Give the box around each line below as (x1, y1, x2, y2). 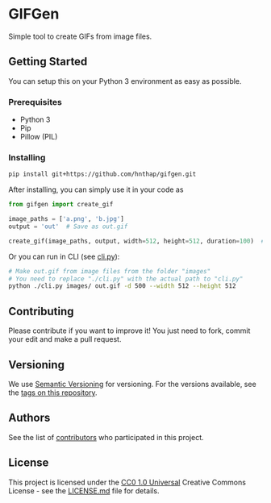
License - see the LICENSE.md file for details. (8, 485, 160, 496)
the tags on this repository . (8, 388, 98, 397)
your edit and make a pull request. (8, 335, 122, 344)
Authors (8, 411, 51, 425)
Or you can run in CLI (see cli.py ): (8, 251, 120, 261)
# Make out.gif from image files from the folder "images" (8, 267, 211, 275)
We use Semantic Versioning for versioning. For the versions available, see (8, 379, 256, 389)
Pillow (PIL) (19, 132, 58, 142)
